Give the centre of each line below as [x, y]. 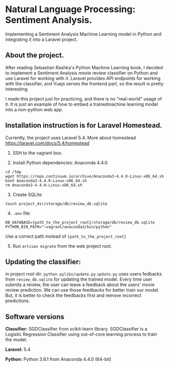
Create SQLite [27, 194]
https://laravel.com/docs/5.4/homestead [47, 143]
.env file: [22, 213]
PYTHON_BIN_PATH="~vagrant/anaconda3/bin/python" [59, 227]
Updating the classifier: [43, 262]
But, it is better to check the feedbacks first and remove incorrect [73, 295]
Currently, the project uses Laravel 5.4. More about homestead [71, 137]
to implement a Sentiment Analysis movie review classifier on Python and [81, 73]
